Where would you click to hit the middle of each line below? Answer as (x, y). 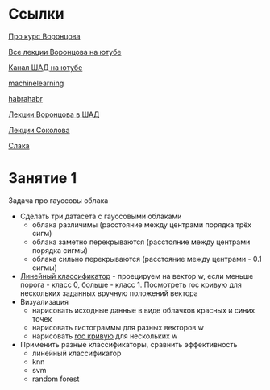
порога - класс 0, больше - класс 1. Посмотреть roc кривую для (131, 284)
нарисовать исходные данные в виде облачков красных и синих (143, 310)
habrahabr (25, 98)
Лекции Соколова (39, 130)
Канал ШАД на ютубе (46, 67)
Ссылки (36, 14)
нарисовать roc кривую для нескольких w (105, 336)
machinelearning (36, 83)
